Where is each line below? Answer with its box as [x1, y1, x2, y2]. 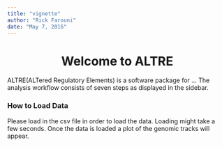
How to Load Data [7, 101, 68, 111]
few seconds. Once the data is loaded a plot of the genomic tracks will [7, 124, 210, 132]
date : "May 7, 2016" [7, 23, 68, 30]
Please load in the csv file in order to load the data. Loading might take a [7, 116, 215, 125]
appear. [7, 132, 29, 140]
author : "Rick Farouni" [7, 17, 77, 24]
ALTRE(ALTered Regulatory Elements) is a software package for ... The [7, 76, 210, 84]
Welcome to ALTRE [61, 53, 174, 69]
